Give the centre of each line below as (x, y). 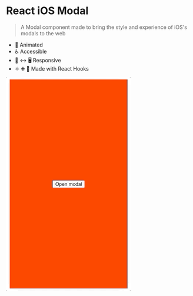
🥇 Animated (29, 45)
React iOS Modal (47, 11)
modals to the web (43, 33)
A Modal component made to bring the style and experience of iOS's (104, 27)
